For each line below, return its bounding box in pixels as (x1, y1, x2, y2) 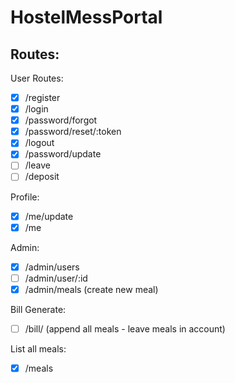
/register (24, 92, 61, 103)
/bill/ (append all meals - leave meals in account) (24, 322, 226, 335)
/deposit (24, 171, 60, 183)
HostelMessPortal (10, 6, 163, 29)
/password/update (24, 148, 102, 160)
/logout (24, 137, 55, 149)
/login (24, 103, 49, 115)
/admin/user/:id (24, 272, 88, 284)
